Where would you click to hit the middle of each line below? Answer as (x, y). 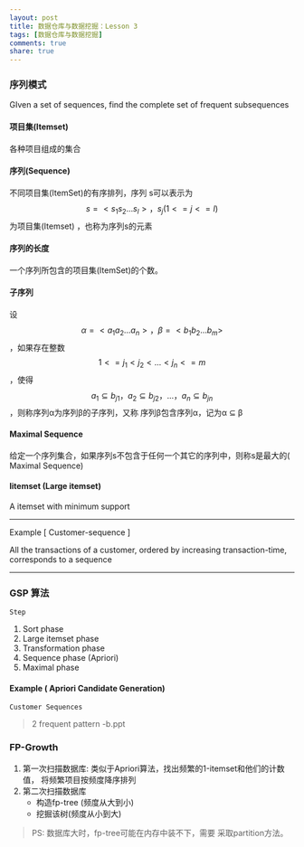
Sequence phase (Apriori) (71, 658)
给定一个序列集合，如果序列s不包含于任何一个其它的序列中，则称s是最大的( (150, 455)
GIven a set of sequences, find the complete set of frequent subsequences (149, 105)
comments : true (38, 43)
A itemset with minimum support (70, 506)
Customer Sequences (46, 707)
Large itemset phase (61, 639)
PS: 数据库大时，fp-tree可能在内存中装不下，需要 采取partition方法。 (160, 833)
